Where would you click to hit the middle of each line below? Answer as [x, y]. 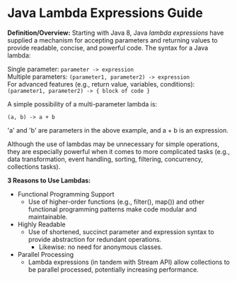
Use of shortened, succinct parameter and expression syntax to [121, 231]
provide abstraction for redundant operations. [94, 239]
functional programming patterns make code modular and [112, 209]
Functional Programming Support [66, 194]
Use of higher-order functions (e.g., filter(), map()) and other [116, 202]
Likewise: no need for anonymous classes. [100, 247]
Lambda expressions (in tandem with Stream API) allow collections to [129, 262]
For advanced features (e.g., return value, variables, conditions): [101, 84]
